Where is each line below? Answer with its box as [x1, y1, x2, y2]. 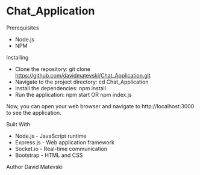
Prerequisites [6, 24, 39, 31]
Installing [6, 54, 29, 61]
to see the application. [6, 109, 61, 116]
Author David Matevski [6, 163, 63, 170]
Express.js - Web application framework [14, 138, 114, 146]
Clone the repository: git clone [14, 65, 90, 73]
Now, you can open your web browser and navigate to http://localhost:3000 [6, 102, 195, 109]
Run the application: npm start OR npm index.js [14, 91, 132, 98]
